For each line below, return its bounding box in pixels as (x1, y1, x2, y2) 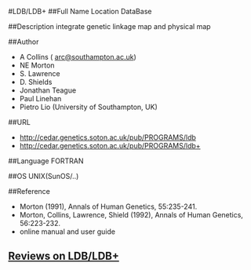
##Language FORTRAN (8, 156, 84, 166)
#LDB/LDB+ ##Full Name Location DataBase (8, 7, 152, 16)
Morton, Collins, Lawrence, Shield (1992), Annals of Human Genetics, (19, 210, 243, 219)
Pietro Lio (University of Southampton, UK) (19, 102, 158, 111)
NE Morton (19, 60, 55, 70)
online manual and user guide (19, 227, 116, 236)
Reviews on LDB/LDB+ (8, 250, 119, 263)
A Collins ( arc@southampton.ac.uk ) (19, 53, 136, 61)
